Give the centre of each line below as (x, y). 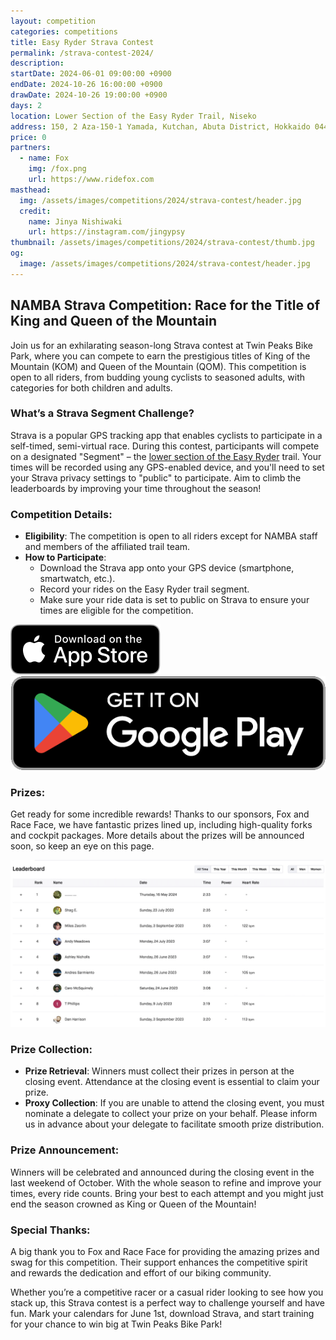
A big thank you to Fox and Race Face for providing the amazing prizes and (165, 1251)
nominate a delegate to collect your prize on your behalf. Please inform (171, 1114)
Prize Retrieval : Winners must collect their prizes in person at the (159, 1071)
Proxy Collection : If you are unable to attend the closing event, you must (174, 1103)
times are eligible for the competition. (116, 611)
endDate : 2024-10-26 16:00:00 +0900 (86, 85)
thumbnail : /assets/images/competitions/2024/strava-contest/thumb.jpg (162, 243)
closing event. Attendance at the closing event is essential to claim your (172, 1082)
